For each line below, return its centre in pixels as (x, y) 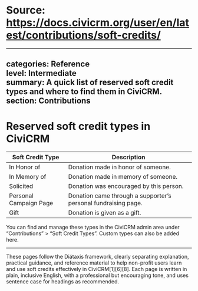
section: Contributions (48, 101)
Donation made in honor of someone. (119, 167)
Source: (26, 10)
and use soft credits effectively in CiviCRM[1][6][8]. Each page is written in (97, 269)
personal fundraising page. (105, 203)
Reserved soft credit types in (78, 126)
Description (128, 158)
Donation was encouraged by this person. (126, 186)
